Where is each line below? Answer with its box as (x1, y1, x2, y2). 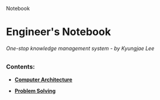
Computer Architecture (14, 76, 73, 83)
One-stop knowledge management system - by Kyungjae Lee (6, 45, 155, 52)
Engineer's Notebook (6, 26, 111, 38)
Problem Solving (14, 87, 56, 94)
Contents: (6, 63, 35, 71)
